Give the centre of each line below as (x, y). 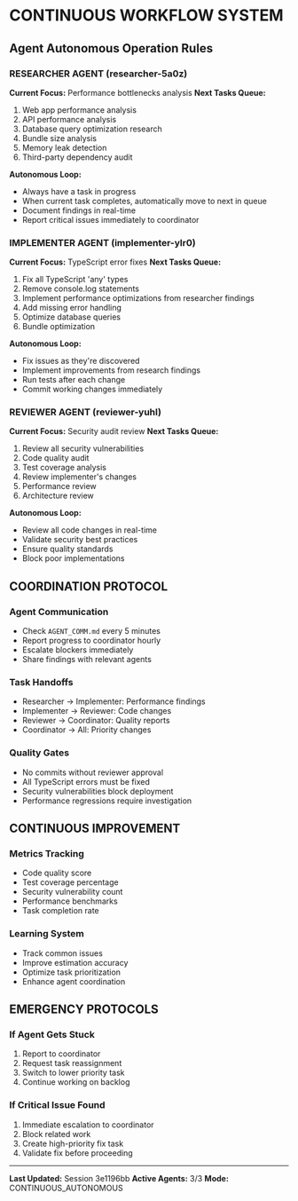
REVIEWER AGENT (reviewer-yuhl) (86, 412)
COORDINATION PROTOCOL (89, 586)
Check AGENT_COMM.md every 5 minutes (91, 631)
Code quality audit (55, 458)
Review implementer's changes (79, 477)
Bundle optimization (59, 327)
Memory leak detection (64, 147)
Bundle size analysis (59, 138)
